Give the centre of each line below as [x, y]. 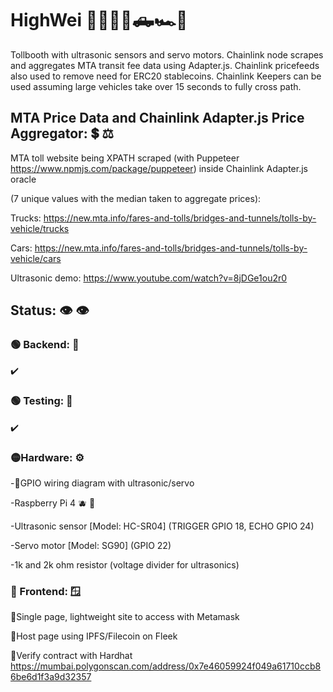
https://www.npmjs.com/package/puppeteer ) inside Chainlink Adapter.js [159, 168]
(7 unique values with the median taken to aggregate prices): [136, 198]
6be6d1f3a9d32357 [51, 677]
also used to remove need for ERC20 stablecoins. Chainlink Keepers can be [166, 76]
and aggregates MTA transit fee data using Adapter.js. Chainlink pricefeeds [165, 65]
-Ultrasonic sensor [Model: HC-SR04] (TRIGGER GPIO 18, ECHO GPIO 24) [162, 526]
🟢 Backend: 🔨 [45, 345]
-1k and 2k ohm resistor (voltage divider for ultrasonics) [125, 565]
